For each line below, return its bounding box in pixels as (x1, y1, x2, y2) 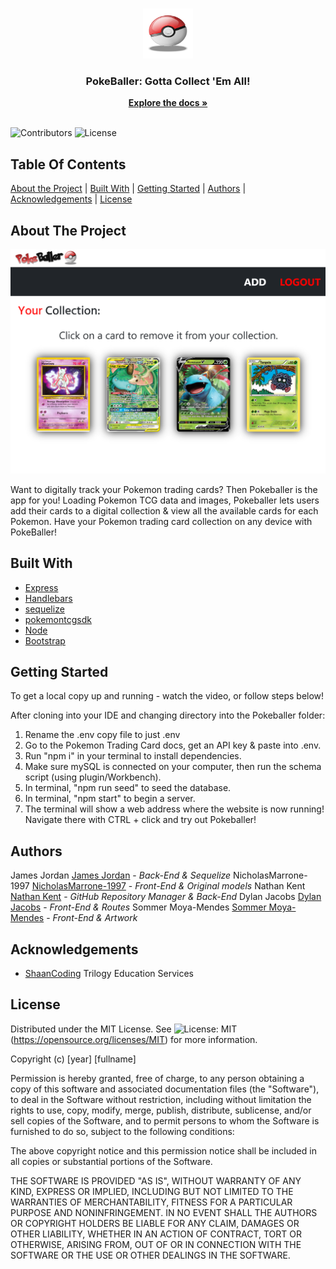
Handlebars (24, 592, 73, 604)
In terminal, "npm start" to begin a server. (24, 793, 196, 805)
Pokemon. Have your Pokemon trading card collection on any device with (10, 515, 313, 527)
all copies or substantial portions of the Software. (10, 1155, 213, 1167)
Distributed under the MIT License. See (10, 1023, 172, 1035)
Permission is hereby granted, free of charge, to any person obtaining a (10, 1072, 305, 1084)
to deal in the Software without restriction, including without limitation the (10, 1093, 312, 1105)
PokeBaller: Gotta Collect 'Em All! (85, 74, 251, 88)
